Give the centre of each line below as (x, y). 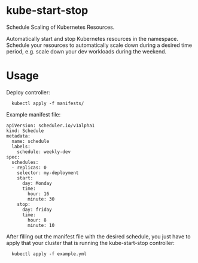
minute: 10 (41, 225)
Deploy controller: (28, 92)
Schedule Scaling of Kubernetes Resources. (60, 27)
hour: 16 (39, 194)
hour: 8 (37, 220)
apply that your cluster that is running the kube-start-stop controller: (90, 243)
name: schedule (31, 141)
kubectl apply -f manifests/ (48, 103)
